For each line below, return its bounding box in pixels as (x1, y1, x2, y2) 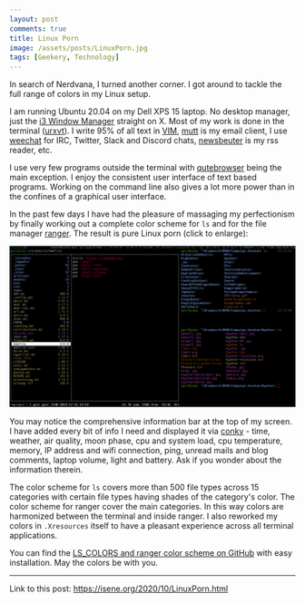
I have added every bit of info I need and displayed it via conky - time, (9, 425, 271, 436)
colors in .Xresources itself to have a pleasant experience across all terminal (9, 520, 294, 530)
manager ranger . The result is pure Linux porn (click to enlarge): (9, 228, 249, 239)
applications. (9, 530, 57, 540)
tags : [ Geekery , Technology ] (9, 53, 120, 63)
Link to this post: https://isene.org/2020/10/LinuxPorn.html (9, 583, 229, 594)
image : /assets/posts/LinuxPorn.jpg (9, 44, 148, 53)
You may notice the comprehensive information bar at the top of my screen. (9, 415, 292, 426)
